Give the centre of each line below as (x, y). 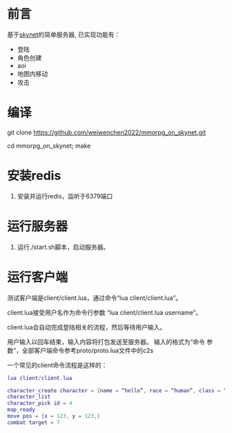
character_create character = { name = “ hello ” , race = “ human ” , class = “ (117, 390)
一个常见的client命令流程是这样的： (57, 365)
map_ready (21, 410)
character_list (29, 397)
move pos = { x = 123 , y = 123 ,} (54, 416)
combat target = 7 (33, 422)
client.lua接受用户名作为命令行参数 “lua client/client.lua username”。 (105, 312)
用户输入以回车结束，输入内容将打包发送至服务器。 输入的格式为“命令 (106, 341)
